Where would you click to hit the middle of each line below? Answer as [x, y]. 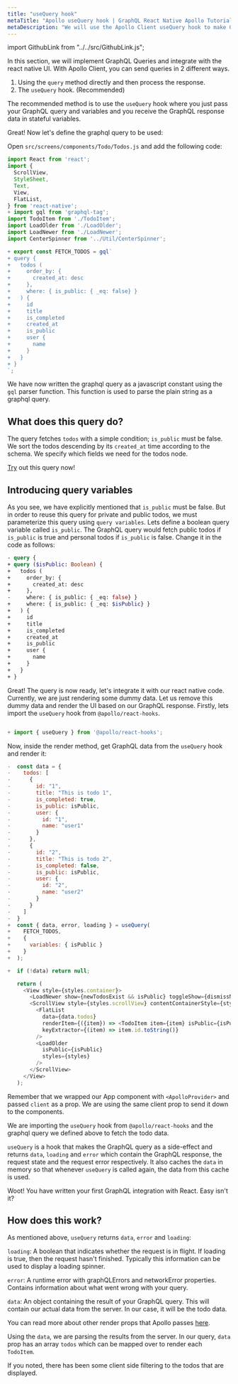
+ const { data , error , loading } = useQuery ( [79, 925]
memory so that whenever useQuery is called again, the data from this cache [118, 1169]
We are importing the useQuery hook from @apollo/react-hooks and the [110, 1125]
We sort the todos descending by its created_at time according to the [109, 446]
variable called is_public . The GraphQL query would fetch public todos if [114, 530]
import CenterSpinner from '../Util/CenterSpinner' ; [87, 239]
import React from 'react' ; [49, 160]
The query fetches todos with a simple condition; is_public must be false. [115, 439]
